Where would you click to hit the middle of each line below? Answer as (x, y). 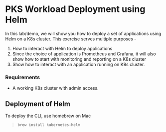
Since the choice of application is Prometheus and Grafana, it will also (84, 54)
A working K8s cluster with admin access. (55, 88)
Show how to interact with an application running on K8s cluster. (79, 64)
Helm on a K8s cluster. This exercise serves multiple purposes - (71, 39)
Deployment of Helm (38, 104)
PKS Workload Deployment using (75, 9)
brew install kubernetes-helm (49, 125)
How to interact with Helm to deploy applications (62, 48)
